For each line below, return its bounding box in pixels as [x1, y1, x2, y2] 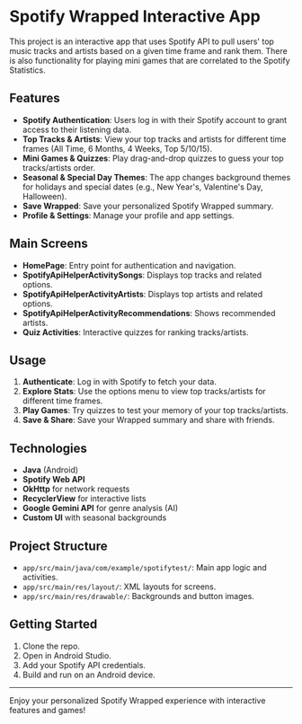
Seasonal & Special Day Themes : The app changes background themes [22, 172, 291, 182]
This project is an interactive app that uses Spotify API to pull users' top [9, 36, 274, 47]
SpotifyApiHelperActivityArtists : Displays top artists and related [22, 288, 263, 299]
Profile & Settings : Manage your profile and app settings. [22, 209, 235, 221]
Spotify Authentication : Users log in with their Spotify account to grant [22, 114, 288, 125]
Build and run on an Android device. [22, 669, 155, 680]
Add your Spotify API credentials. [22, 659, 147, 670]
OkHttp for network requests [22, 483, 130, 495]
